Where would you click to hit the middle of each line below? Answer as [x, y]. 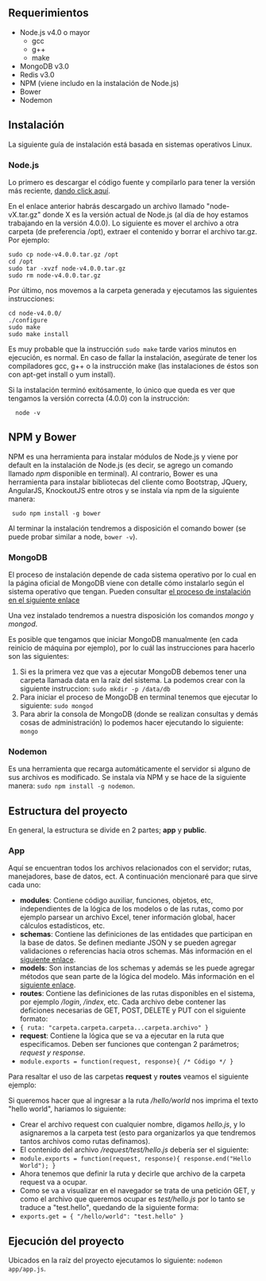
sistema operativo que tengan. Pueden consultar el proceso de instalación [130, 592]
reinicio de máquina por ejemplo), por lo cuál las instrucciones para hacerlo [132, 648]
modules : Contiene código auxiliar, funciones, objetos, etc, [116, 900]
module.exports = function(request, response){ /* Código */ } [127, 1062]
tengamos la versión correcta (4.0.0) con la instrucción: [99, 398]
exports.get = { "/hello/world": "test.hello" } [102, 1217]
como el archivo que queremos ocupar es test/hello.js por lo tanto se [132, 1199]
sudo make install [39, 334]
